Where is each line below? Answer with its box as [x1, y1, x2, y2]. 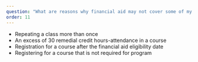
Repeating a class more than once [14, 30, 98, 37]
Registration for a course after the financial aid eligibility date [14, 43, 164, 50]
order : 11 [6, 14, 31, 20]
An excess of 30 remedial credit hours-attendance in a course [14, 37, 167, 44]
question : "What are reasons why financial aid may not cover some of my [6, 8, 193, 15]
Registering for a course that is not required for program [14, 49, 152, 56]
